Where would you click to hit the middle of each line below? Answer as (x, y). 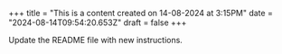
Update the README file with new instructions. (95, 40)
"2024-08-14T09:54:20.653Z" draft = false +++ (98, 22)
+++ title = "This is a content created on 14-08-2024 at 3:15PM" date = (141, 13)
